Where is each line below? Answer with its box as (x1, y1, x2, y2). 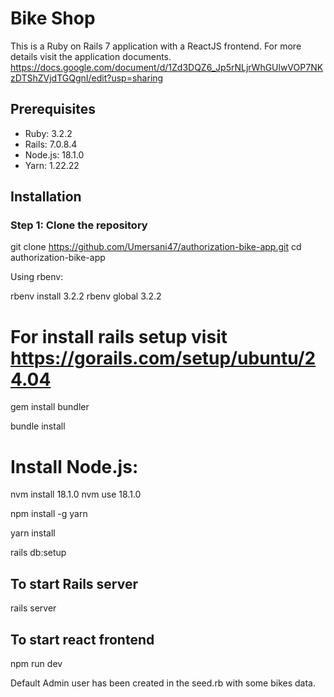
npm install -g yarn (10, 508, 88, 520)
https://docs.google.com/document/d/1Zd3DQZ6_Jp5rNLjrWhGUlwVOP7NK (10, 61, 324, 73)
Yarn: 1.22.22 (24, 159, 80, 171)
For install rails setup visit (10, 325, 228, 348)
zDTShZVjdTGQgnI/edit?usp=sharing (10, 72, 164, 84)
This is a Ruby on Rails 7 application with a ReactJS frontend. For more (10, 40, 302, 52)
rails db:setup (10, 547, 67, 559)
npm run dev (10, 657, 63, 669)
